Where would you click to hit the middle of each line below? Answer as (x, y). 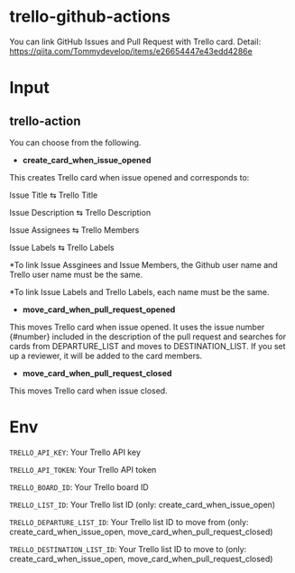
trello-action (45, 120)
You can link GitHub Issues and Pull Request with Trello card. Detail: (135, 42)
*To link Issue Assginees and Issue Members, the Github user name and (143, 264)
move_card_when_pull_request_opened (99, 310)
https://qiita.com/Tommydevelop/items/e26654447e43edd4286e (131, 51)
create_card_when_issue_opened (87, 160)
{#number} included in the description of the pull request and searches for (148, 337)
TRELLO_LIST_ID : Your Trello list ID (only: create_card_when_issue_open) (143, 504)
